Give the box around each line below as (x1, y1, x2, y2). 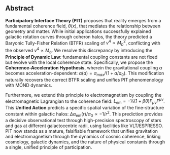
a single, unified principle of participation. (5, 144, 92, 150)
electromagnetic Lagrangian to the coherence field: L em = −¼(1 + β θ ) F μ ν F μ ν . (5, 97, 165, 105)
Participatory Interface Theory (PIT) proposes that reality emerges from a (5, 17, 161, 23)
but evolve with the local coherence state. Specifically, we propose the (5, 59, 153, 65)
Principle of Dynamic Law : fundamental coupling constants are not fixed (5, 54, 158, 60)
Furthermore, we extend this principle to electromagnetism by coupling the (5, 92, 162, 98)
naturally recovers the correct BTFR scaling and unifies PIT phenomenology (5, 76, 163, 83)
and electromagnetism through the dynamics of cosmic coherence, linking (5, 134, 161, 140)
